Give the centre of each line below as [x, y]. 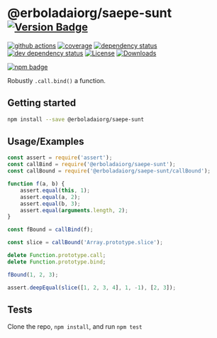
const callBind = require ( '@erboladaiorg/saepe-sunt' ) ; [91, 165]
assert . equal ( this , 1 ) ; [55, 190]
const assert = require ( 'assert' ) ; [60, 158]
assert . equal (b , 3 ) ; [50, 204]
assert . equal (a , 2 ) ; [50, 197]
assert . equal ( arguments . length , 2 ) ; [74, 210]
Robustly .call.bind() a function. [57, 80]
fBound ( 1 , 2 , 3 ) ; [33, 275]
